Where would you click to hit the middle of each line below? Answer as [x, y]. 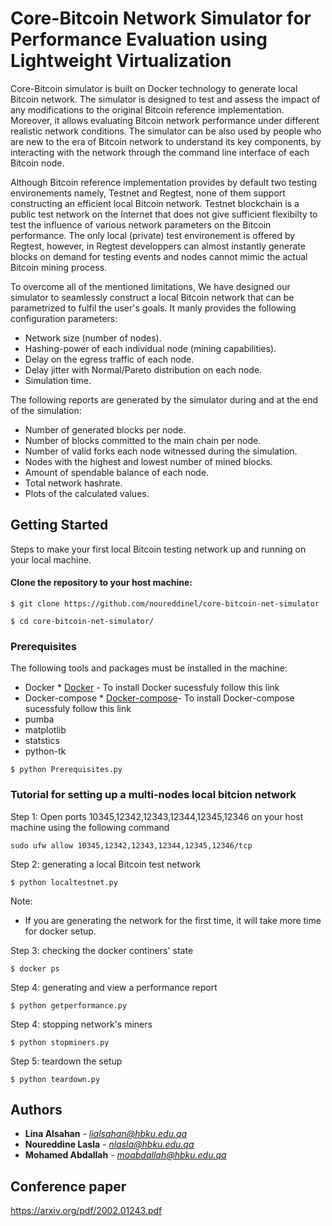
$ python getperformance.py [69, 1005]
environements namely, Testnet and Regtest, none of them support [148, 193]
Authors [36, 1109]
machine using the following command [90, 827]
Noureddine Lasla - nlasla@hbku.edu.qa [109, 1144]
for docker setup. [60, 931]
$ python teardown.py [55, 1079]
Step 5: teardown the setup [66, 1061]
